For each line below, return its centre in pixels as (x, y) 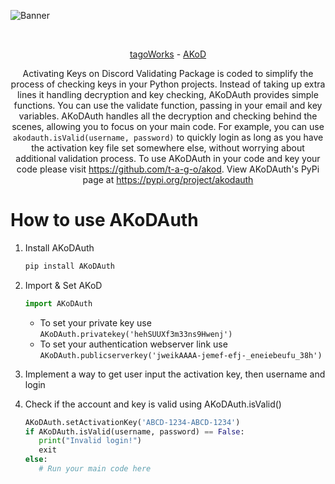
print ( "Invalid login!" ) (90, 441)
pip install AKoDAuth (69, 266)
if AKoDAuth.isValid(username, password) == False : (134, 431)
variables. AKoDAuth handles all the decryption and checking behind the (168, 116)
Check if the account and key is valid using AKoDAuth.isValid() (153, 404)
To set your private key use (95, 322)
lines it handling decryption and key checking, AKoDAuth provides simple (168, 94)
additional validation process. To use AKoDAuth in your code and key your (168, 158)
